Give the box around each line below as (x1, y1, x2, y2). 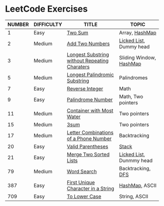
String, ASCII (119, 193, 148, 200)
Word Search (66, 168, 97, 175)
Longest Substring (66, 51, 109, 58)
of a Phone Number (66, 135, 112, 142)
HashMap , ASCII (119, 182, 157, 188)
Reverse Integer (66, 85, 103, 92)
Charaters (66, 63, 90, 70)
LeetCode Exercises (5, 3, 88, 15)
